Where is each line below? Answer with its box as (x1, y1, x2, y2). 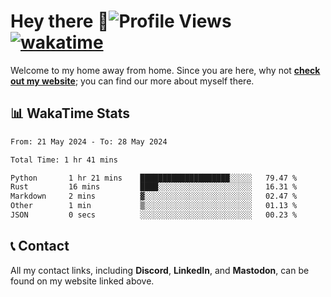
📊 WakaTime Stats (10, 105, 131, 122)
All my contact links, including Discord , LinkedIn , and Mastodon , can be (10, 264, 310, 276)
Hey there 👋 (10, 10, 110, 33)
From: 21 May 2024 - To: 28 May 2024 (10, 136, 168, 147)
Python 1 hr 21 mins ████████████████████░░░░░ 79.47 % (10, 173, 298, 183)
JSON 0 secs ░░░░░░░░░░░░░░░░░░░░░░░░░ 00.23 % (10, 210, 298, 220)
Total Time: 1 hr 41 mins (10, 155, 118, 165)
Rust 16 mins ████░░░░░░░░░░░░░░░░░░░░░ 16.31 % (10, 182, 298, 192)
